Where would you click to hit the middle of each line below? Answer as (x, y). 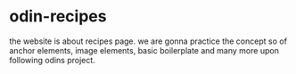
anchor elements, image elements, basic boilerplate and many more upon (144, 50)
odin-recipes (58, 16)
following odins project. (52, 60)
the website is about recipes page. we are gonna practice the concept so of (148, 41)
